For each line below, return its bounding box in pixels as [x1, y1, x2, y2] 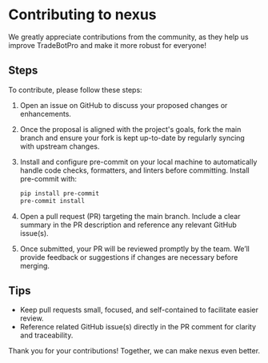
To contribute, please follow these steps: [8, 85, 142, 94]
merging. [19, 261, 50, 270]
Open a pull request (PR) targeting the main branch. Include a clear [19, 211, 241, 221]
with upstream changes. [19, 142, 100, 151]
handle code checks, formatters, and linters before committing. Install [19, 166, 250, 175]
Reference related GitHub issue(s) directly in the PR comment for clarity [19, 322, 257, 332]
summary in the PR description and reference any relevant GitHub [19, 220, 238, 229]
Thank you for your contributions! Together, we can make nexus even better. [8, 346, 261, 356]
